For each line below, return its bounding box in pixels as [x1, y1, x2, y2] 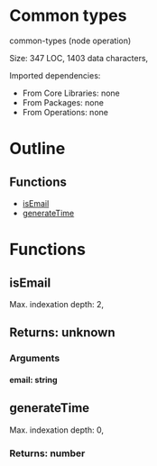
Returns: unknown [9, 325, 115, 341]
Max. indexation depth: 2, [9, 298, 104, 309]
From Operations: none [22, 106, 108, 117]
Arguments [9, 352, 60, 365]
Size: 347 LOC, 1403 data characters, [9, 52, 149, 63]
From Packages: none [22, 96, 104, 108]
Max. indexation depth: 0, [9, 425, 104, 435]
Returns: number [9, 447, 86, 460]
